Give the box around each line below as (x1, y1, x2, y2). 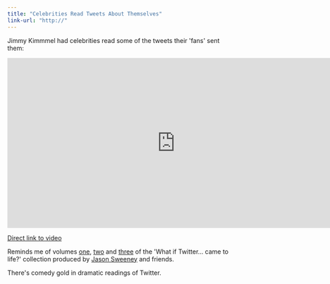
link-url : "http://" (7, 17, 68, 24)
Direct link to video (7, 233, 62, 242)
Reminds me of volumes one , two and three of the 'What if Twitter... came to (7, 247, 229, 256)
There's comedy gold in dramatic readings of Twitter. (7, 268, 161, 277)
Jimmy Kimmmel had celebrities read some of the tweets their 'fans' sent (7, 36, 220, 44)
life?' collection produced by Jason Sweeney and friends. (7, 254, 174, 263)
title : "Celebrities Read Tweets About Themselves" (7, 10, 162, 18)
